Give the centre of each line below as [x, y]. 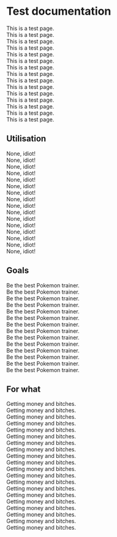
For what [24, 389]
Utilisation [26, 139]
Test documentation [59, 11]
